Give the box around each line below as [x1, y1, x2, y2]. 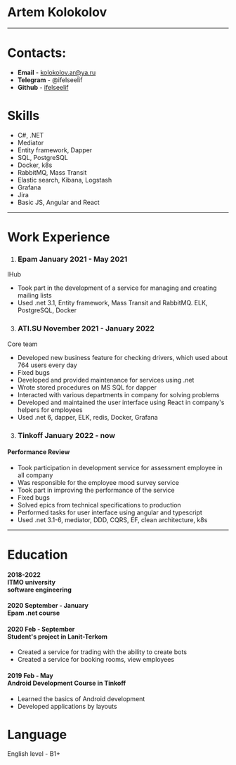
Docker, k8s [17, 161, 53, 169]
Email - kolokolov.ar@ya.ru [17, 68, 96, 76]
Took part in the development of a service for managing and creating [17, 284, 217, 292]
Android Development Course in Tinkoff [7, 679, 126, 687]
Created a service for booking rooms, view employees [17, 656, 174, 664]
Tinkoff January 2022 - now [17, 430, 116, 440]
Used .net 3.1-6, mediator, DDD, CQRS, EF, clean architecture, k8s [17, 515, 208, 524]
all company [17, 471, 53, 479]
